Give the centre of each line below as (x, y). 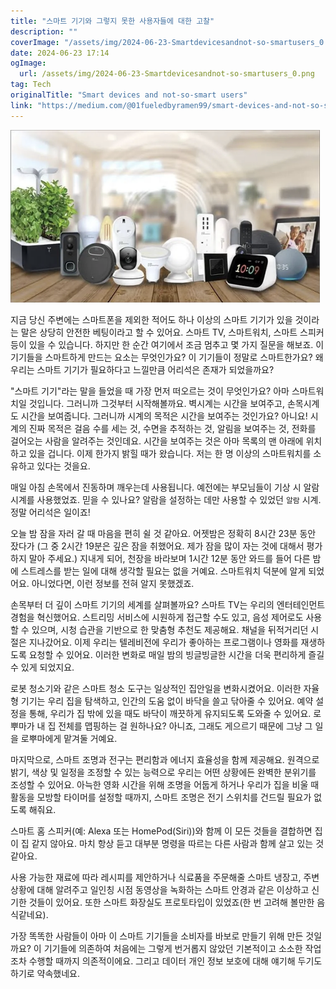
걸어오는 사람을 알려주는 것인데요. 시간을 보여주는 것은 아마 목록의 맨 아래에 (157, 441)
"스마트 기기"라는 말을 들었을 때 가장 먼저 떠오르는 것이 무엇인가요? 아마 (150, 391)
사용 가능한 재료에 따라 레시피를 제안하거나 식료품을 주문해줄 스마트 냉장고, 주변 (165, 877)
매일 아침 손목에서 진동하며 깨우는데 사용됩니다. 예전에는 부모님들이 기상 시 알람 (165, 487)
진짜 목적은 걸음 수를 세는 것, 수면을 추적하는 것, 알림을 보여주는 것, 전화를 (172, 428)
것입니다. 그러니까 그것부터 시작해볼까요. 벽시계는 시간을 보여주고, (156, 403)
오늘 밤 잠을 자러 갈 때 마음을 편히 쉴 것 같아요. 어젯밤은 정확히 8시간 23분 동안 (163, 533)
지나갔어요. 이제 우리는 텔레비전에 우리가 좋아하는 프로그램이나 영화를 (163, 642)
